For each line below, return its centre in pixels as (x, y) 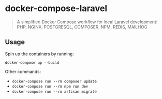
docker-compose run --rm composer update (54, 81)
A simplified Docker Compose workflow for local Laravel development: (87, 22)
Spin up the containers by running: (39, 54)
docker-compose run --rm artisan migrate (54, 92)
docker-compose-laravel (56, 8)
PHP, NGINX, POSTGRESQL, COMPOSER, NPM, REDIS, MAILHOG (82, 27)
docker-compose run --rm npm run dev (50, 86)
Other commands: (23, 71)
